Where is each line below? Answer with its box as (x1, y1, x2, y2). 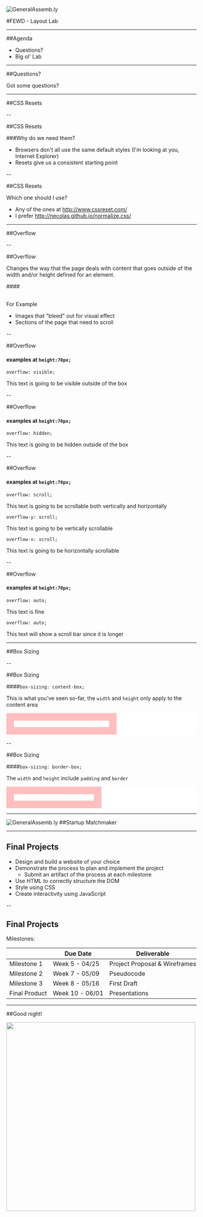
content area (6, 701, 38, 708)
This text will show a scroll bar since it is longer (6, 630, 124, 637)
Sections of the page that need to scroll (14, 319, 114, 326)
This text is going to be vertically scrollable (6, 524, 113, 531)
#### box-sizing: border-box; (6, 763, 83, 770)
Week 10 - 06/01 (53, 989, 104, 998)
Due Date (64, 949, 92, 958)
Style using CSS (14, 884, 56, 891)
